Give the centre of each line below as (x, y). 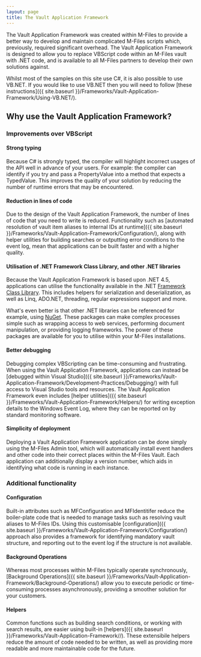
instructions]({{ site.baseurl (40, 91)
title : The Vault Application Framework (58, 17)
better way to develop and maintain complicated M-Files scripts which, (94, 41)
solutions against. (28, 66)
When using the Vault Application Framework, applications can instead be (97, 370)
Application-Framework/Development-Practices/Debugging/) (82, 383)
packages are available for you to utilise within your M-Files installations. (96, 336)
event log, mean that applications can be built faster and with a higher (92, 246)
